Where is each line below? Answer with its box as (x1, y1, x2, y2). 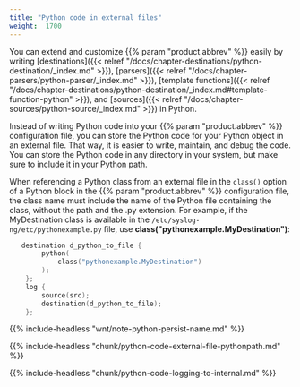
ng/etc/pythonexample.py (9, 225, 102, 234)
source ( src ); (41, 290, 90, 300)
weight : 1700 (9, 21, 63, 30)
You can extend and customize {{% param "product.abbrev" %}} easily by (9, 46, 284, 56)
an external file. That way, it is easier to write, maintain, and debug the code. (9, 140, 291, 150)
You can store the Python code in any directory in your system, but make (9, 149, 279, 159)
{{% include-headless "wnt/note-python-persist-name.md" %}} (9, 323, 244, 334)
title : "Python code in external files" (9, 13, 163, 22)
